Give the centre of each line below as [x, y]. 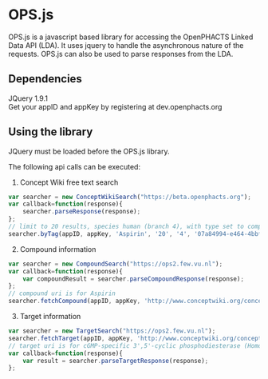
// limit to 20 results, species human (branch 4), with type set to [126, 227]
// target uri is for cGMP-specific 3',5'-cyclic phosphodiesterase [124, 345]
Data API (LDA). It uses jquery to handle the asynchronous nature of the [126, 45]
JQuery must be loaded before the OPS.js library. [89, 151]
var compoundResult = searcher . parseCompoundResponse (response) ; [134, 279]
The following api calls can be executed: [75, 166]
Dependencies [45, 79]
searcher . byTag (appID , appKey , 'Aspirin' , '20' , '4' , [100, 233]
